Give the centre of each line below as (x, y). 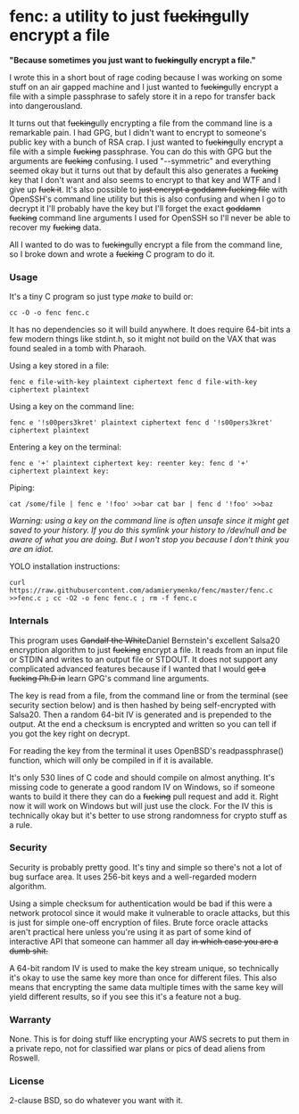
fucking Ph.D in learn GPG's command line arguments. (109, 678)
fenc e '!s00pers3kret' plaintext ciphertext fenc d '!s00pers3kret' (141, 423)
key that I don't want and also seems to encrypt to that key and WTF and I (145, 179)
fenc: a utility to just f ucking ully (129, 17)
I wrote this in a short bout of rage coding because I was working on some (146, 77)
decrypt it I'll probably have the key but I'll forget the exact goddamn (135, 208)
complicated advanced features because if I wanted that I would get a (137, 668)
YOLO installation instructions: (65, 566)
